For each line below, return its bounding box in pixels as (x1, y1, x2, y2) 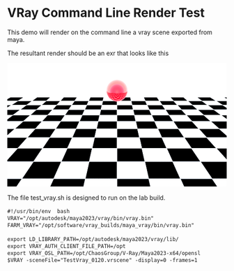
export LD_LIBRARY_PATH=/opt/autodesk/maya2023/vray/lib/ (7, 236, 179, 243)
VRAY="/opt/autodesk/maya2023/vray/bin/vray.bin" (7, 215, 155, 222)
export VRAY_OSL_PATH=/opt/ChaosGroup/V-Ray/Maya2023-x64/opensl (7, 250, 201, 257)
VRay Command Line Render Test (7, 5, 205, 21)
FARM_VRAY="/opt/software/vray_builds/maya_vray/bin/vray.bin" (7, 222, 195, 229)
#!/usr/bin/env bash (7, 208, 70, 215)
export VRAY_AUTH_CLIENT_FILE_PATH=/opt (7, 243, 127, 250)
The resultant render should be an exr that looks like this (7, 49, 169, 57)
